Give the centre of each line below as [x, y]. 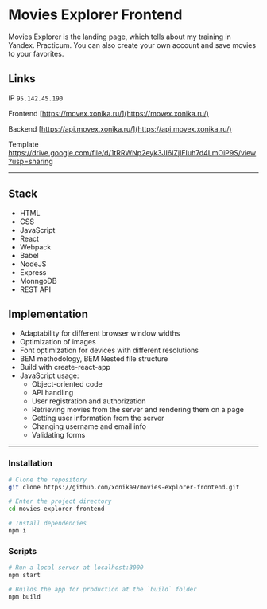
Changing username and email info [89, 426]
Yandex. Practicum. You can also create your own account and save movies [132, 45]
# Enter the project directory [60, 501]
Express [33, 272]
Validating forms [58, 435]
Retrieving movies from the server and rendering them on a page [138, 410]
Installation [31, 463]
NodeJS [33, 264]
